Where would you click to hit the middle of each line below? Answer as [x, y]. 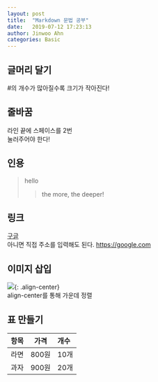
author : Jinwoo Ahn [35, 33]
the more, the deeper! [73, 194]
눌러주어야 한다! [29, 139]
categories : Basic [34, 40]
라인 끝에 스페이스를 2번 [40, 130]
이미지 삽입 [30, 269]
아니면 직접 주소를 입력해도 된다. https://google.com [79, 245]
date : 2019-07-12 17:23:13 [49, 27]
